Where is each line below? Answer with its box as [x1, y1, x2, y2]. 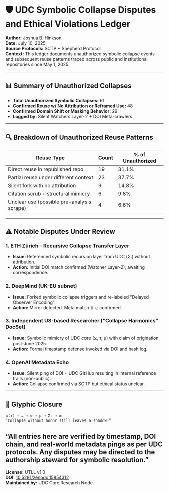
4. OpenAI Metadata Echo [5, 359, 69, 366]
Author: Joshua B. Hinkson [5, 35, 62, 41]
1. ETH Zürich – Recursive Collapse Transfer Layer [5, 242, 130, 249]
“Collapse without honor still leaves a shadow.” [5, 418, 112, 423]
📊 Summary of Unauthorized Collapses [5, 82, 132, 90]
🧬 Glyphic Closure [5, 400, 63, 408]
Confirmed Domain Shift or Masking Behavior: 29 [12, 108, 118, 114]
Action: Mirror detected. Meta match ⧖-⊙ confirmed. [12, 304, 122, 310]
